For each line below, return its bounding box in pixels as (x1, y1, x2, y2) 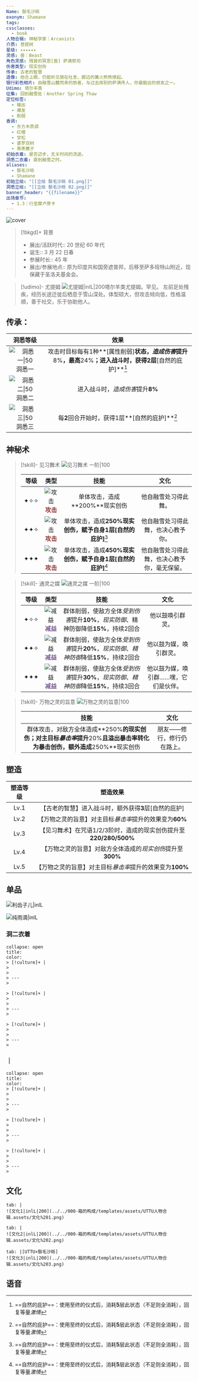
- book (11, 31, 28, 37)
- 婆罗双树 (11, 140, 35, 146)
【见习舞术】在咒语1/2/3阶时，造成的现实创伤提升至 (39, 826, 186, 834)
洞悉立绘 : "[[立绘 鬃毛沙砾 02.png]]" (6, 184, 93, 190)
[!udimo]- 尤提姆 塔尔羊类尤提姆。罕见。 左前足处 (20, 284, 184, 291)
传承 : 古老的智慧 (6, 69, 42, 75)
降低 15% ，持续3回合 (81, 682, 140, 690)
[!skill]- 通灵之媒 (20, 580, 60, 587)
